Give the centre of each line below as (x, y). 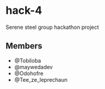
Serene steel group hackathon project (52, 27)
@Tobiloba (28, 60)
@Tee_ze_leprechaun (41, 79)
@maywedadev (34, 67)
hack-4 (24, 11)
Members (24, 46)
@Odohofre (29, 73)
